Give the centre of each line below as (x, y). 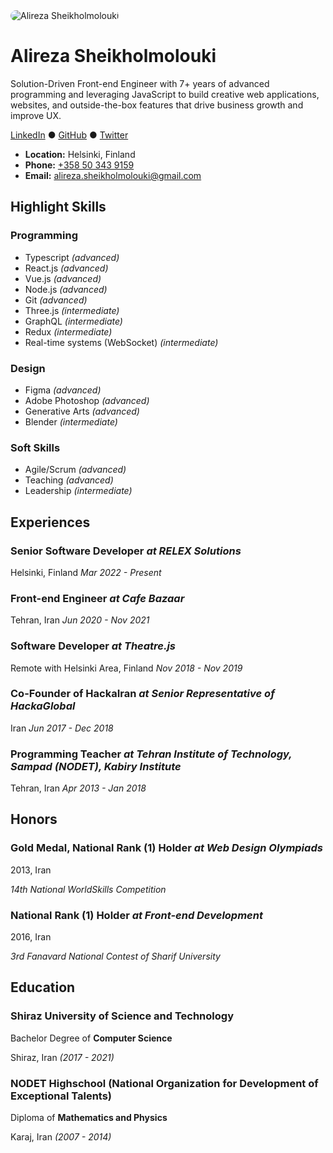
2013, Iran (31, 870)
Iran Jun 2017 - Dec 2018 (62, 728)
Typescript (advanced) (72, 257)
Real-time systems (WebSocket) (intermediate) (121, 342)
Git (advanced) (56, 300)
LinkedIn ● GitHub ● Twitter (69, 135)
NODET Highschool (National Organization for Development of (164, 1083)
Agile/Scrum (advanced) (75, 470)
